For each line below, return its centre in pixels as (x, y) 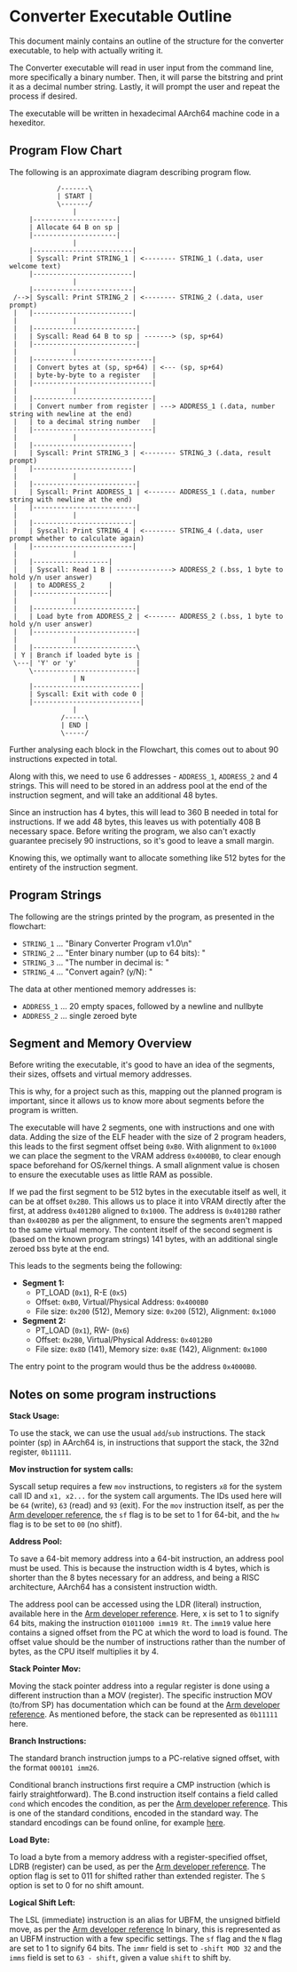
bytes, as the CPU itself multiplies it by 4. (84, 1652)
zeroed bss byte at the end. (59, 1249)
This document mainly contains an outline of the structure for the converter (147, 41)
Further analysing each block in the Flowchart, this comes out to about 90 (144, 750)
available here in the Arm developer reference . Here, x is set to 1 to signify (144, 1614)
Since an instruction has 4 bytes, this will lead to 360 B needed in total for (144, 812)
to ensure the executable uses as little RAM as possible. (111, 1174)
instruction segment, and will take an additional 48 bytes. (113, 795)
